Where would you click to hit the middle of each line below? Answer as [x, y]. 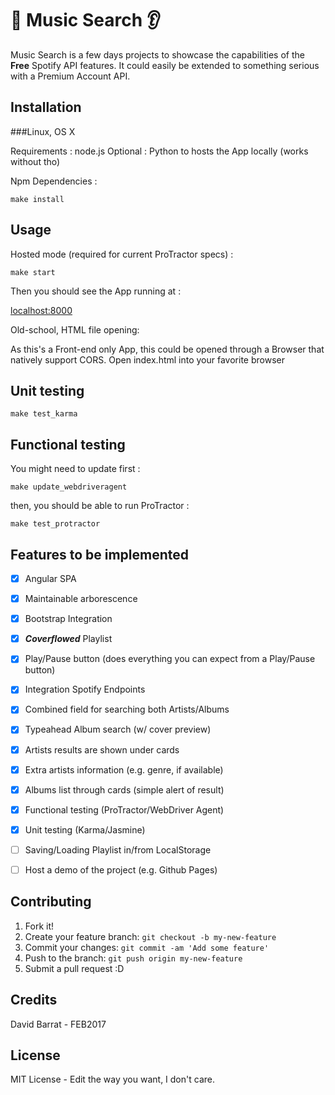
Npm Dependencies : [54, 181]
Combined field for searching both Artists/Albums [127, 709]
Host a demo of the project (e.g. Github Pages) [121, 869]
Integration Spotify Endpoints [85, 689]
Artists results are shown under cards [102, 749]
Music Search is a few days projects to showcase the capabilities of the [157, 54]
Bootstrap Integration [68, 619]
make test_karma [44, 414]
